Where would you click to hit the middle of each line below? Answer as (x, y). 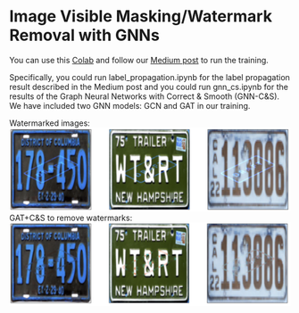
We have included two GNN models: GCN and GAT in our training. (130, 105)
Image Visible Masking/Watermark (141, 16)
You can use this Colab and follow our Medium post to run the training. (139, 60)
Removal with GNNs (85, 35)
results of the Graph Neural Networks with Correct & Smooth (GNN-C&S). (144, 96)
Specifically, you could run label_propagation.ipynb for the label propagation (149, 77)
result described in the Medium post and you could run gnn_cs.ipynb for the (149, 86)
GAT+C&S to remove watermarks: (71, 218)
